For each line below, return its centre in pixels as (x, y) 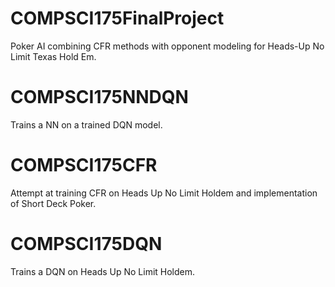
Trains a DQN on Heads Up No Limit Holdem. (103, 271)
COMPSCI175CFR (84, 165)
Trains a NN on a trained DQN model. (86, 124)
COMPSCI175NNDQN (99, 97)
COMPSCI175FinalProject (117, 18)
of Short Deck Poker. (53, 203)
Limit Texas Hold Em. (53, 56)
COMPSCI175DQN (86, 244)
